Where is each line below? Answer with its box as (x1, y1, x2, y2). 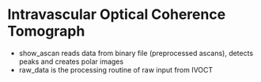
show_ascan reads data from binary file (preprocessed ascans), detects (18, 48, 254, 58)
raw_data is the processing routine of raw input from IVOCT (18, 65, 214, 74)
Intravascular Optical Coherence (7, 6, 226, 24)
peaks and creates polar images (18, 57, 124, 66)
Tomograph (7, 22, 85, 40)
